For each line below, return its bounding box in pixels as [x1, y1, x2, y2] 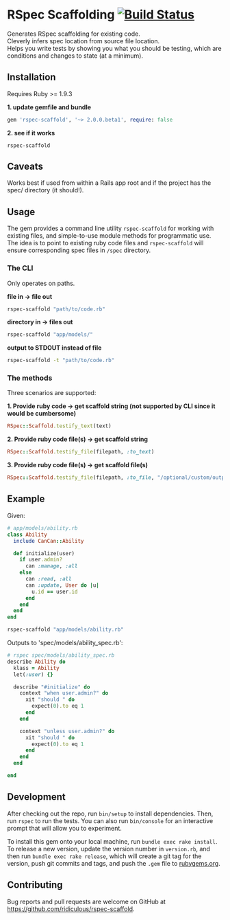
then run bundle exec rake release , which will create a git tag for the [7, 852, 202, 860]
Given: [7, 511, 25, 519]
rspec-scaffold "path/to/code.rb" [7, 306, 106, 313]
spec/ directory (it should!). [7, 186, 84, 194]
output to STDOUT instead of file [7, 344, 102, 352]
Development [7, 791, 66, 803]
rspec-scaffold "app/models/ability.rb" [7, 626, 125, 633]
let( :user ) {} [13, 671, 53, 678]
